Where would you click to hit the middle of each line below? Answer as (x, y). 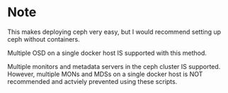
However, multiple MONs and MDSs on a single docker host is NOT (105, 74)
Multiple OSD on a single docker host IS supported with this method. (107, 53)
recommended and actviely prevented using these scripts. (92, 81)
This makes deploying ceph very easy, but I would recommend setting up (114, 32)
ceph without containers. (44, 39)
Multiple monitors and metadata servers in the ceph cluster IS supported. (114, 66)
